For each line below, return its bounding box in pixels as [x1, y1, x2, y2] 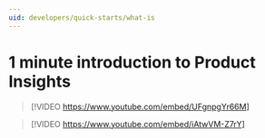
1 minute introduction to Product [8, 51, 256, 72]
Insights [8, 71, 72, 91]
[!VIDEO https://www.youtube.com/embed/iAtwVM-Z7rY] [30, 118, 246, 129]
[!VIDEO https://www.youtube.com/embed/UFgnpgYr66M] [30, 101, 250, 112]
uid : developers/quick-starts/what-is [8, 13, 155, 23]
